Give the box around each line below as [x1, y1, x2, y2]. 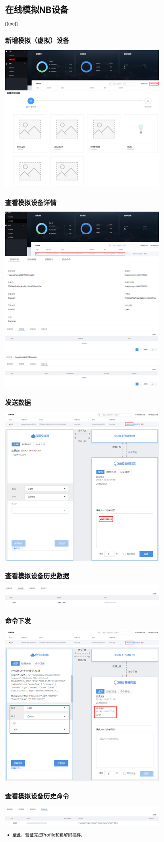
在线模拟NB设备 [5, 4, 69, 16]
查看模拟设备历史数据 [5, 572, 69, 580]
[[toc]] [5, 21, 18, 27]
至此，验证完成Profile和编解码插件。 [12, 832, 85, 838]
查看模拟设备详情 [5, 198, 57, 207]
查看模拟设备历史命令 [5, 792, 69, 800]
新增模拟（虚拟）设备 [5, 36, 69, 45]
